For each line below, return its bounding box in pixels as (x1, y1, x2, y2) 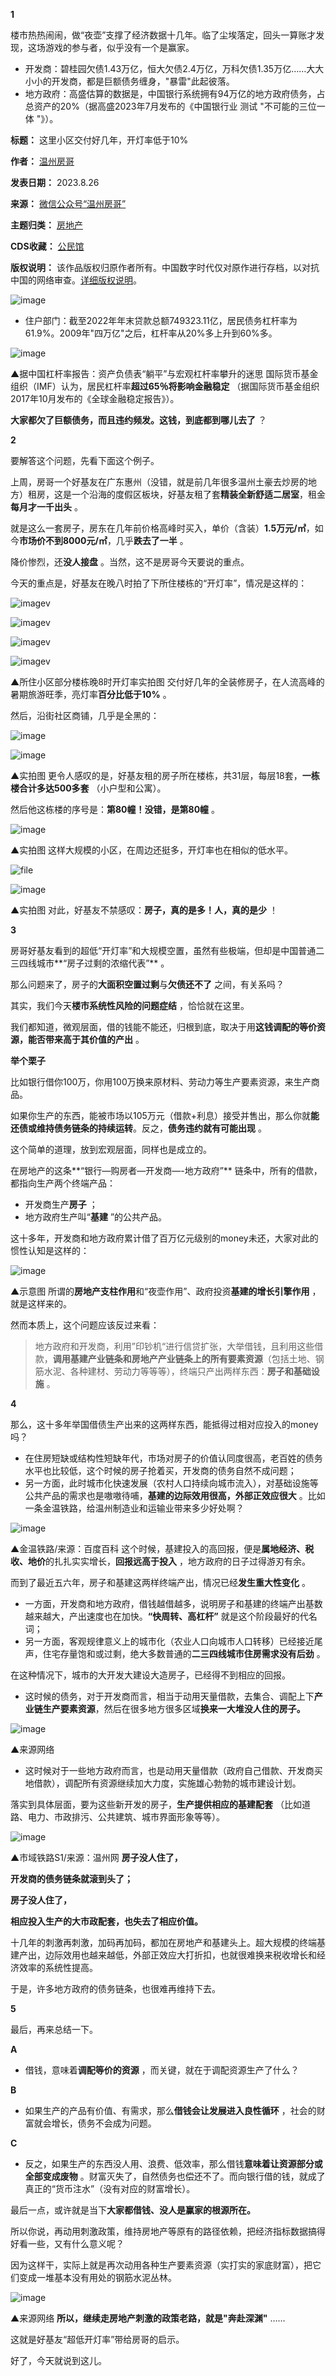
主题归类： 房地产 (10, 219, 83, 231)
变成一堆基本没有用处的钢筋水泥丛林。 (18, 2272, 177, 2283)
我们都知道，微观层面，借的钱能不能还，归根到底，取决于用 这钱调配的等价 (10, 1021, 317, 1033)
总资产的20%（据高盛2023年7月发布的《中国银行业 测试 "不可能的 (24, 100, 300, 112)
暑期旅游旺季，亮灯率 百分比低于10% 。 (10, 689, 172, 700)
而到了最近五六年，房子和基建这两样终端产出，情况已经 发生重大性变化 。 (10, 1577, 311, 1588)
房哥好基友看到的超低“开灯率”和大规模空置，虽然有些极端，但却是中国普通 (10, 945, 317, 956)
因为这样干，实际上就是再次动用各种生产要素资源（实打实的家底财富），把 (10, 2259, 313, 2271)
